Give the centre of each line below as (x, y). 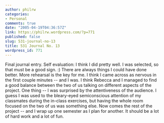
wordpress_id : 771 (24, 50)
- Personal (16, 19)
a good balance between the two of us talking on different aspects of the (78, 85)
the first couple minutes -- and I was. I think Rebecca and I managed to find (81, 80)
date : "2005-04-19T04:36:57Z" (36, 28)
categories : (17, 14)
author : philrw (20, 10)
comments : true (20, 23)
